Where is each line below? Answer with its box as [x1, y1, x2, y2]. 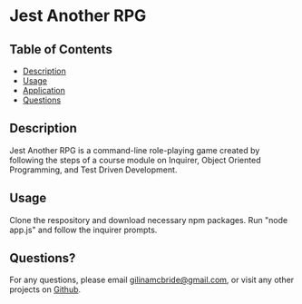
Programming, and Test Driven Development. [9, 164, 178, 175]
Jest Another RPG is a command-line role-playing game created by [9, 144, 260, 155]
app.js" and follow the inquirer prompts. [9, 224, 158, 235]
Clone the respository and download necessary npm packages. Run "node [9, 214, 288, 225]
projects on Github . [9, 284, 82, 295]
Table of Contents [9, 42, 113, 57]
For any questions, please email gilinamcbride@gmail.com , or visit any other [9, 274, 295, 286]
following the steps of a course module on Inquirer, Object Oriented [9, 154, 261, 165]
